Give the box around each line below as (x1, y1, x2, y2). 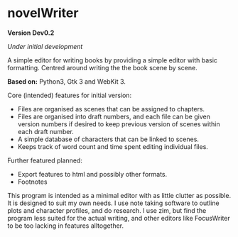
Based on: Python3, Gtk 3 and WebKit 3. (7, 77, 126, 86)
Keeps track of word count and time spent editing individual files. (17, 142, 208, 150)
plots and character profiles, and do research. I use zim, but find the (7, 206, 207, 214)
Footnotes (17, 177, 48, 186)
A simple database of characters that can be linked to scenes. (17, 135, 199, 143)
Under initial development (7, 42, 83, 50)
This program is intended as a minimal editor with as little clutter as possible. (7, 191, 232, 199)
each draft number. (17, 127, 75, 136)
